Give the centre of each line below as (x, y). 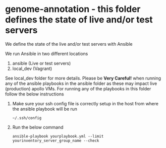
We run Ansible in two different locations (47, 54)
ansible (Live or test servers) (41, 63)
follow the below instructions (35, 94)
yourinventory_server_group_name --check (55, 141)
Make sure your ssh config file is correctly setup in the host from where (85, 103)
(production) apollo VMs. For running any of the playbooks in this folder (78, 88)
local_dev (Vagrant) (32, 69)
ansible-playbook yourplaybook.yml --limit (58, 136)
